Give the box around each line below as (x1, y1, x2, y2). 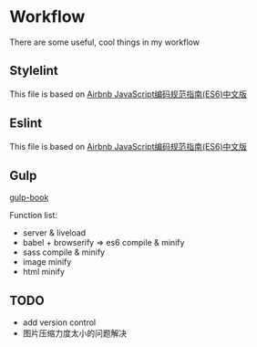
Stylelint (9, 63, 58, 79)
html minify (22, 267, 66, 278)
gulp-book (9, 192, 49, 203)
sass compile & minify (22, 247, 106, 258)
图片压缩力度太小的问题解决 (22, 328, 128, 339)
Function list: (9, 210, 57, 221)
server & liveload (22, 227, 87, 238)
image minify (22, 257, 72, 268)
